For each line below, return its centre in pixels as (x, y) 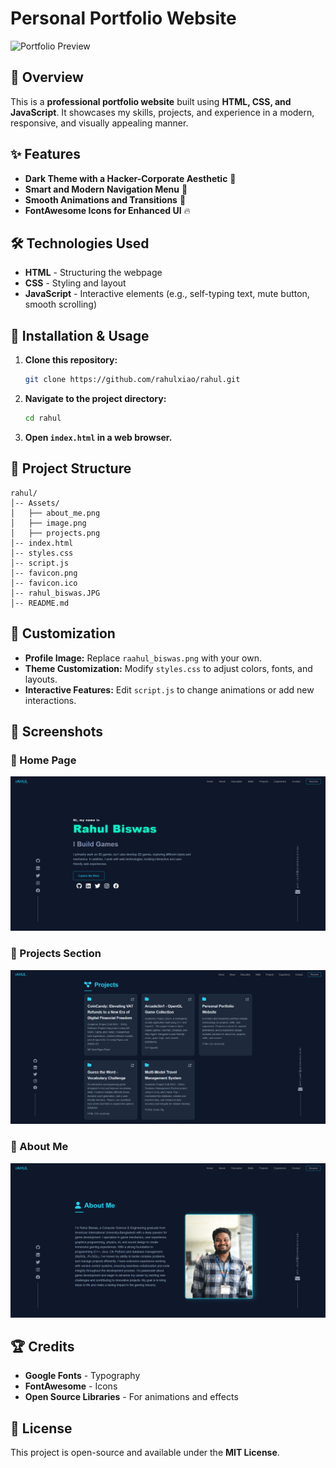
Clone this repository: (71, 360)
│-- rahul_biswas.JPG (55, 593)
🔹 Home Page (43, 760)
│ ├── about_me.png (55, 513)
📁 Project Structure (71, 468)
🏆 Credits (42, 1346)
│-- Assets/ (35, 503)
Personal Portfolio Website (123, 18)
